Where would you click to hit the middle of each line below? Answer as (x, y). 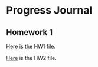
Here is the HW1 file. (31, 46)
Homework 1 (30, 32)
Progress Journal (49, 10)
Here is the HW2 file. (32, 58)
